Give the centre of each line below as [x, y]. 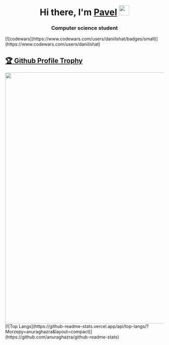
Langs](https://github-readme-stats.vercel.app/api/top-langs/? [84, 326]
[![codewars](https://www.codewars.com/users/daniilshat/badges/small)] [82, 39]
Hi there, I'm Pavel [78, 12]
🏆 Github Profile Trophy [44, 61]
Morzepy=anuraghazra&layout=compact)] [49, 332]
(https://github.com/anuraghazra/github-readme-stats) [62, 337]
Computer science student [84, 28]
